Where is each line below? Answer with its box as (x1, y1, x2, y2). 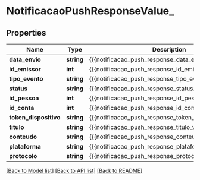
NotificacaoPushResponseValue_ (6, 4, 174, 18)
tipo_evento (9, 75, 43, 83)
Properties (6, 28, 46, 38)
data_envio (9, 55, 42, 64)
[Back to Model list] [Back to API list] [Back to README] (6, 168, 143, 174)
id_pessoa (9, 94, 39, 102)
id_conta (9, 104, 35, 112)
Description (152, 46, 186, 53)
